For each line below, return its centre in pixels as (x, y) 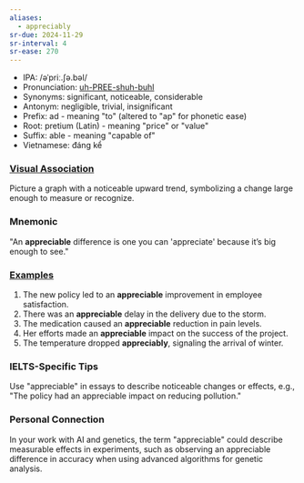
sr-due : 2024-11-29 (46, 35)
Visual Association (52, 169)
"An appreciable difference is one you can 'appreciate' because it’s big (142, 241)
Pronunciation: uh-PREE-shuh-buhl (88, 87)
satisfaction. (46, 305)
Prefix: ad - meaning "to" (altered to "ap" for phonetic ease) (135, 116)
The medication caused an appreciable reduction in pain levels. (142, 324)
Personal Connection (57, 419)
